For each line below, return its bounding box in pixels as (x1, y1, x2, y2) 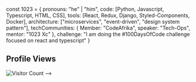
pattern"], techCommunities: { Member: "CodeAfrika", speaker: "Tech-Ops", (6, 24, 190, 31)
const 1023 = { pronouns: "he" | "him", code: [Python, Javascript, (6, 6, 164, 12)
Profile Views (6, 54, 57, 64)
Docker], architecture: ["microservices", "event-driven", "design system (6, 18, 180, 25)
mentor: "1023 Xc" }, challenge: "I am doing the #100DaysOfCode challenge (6, 31, 190, 38)
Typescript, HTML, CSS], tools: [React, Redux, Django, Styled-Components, (6, 12, 190, 19)
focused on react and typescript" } (6, 37, 90, 44)
